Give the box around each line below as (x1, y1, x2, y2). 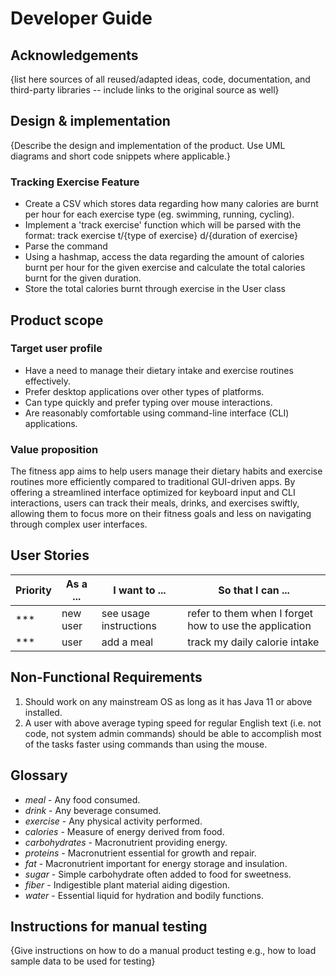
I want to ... (113, 583, 167, 597)
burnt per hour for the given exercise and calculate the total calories (24, 262, 306, 274)
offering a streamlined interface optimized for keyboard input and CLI (10, 487, 296, 499)
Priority (15, 583, 52, 597)
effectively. (24, 375, 71, 387)
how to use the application (187, 618, 312, 632)
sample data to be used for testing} (10, 955, 156, 967)
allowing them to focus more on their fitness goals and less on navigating (10, 508, 312, 520)
